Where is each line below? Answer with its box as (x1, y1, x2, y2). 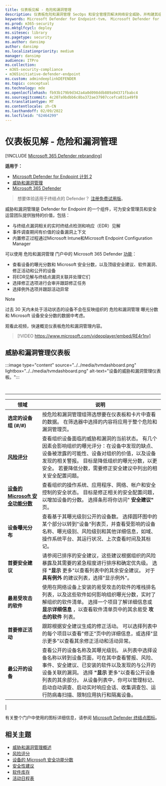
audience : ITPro (5, 58, 39, 63)
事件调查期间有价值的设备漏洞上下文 (12, 229, 86, 235)
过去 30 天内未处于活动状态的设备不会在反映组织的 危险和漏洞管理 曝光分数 (5, 306, 159, 312)
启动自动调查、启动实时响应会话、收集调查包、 (41, 684, 151, 691)
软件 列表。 (51, 613, 79, 620)
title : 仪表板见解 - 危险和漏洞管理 (5, 7, 72, 12)
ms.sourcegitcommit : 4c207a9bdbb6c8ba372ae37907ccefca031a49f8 (5, 95, 138, 100)
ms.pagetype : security (5, 35, 52, 40)
